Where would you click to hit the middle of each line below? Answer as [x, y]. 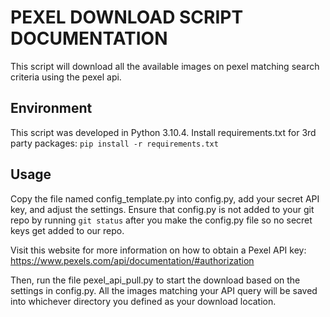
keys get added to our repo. [67, 230]
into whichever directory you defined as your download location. [143, 301]
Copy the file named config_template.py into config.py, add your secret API [165, 198]
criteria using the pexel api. [66, 77]
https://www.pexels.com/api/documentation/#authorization [132, 260]
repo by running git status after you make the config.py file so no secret [161, 220]
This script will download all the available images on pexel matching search [165, 66]
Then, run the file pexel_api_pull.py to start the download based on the [155, 280]
